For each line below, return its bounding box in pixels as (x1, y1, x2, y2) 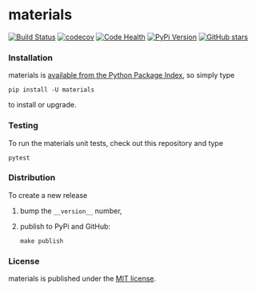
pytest (8, 154, 30, 162)
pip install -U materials (8, 86, 94, 94)
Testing (8, 120, 38, 131)
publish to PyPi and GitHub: (19, 221, 110, 231)
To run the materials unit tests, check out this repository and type (8, 138, 224, 148)
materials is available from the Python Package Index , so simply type (8, 71, 235, 80)
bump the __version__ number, (19, 206, 122, 216)
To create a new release (8, 190, 88, 200)
